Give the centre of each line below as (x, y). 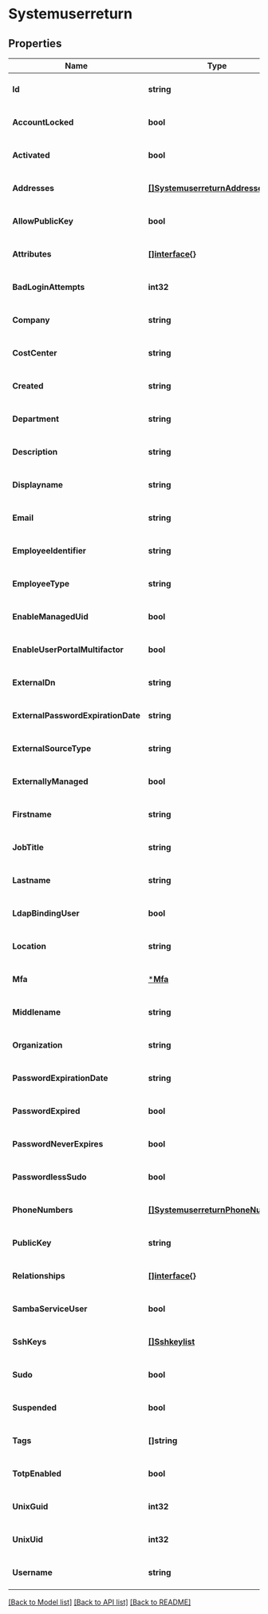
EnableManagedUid (51, 616)
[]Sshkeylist (171, 1342)
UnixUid (28, 1539)
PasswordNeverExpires (58, 1144)
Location (29, 946)
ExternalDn (34, 682)
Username (33, 1572)
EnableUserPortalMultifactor (68, 650)
